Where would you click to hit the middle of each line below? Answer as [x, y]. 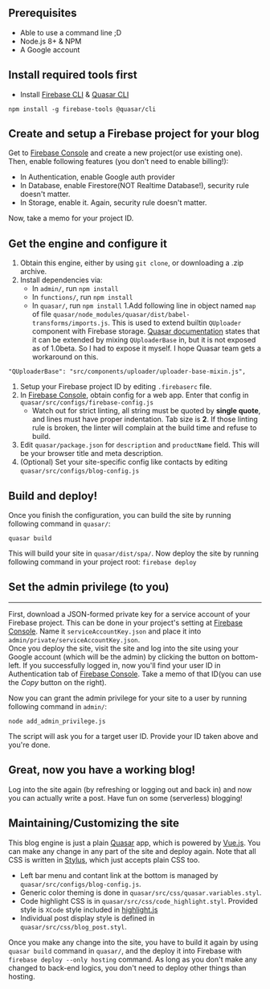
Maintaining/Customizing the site [94, 823]
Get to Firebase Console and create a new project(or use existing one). [126, 153]
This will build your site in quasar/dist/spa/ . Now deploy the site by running [134, 553]
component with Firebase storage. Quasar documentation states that [146, 331]
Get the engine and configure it [88, 243]
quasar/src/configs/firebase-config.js [87, 403]
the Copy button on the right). [57, 682]
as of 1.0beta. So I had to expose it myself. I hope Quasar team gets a [146, 348]
